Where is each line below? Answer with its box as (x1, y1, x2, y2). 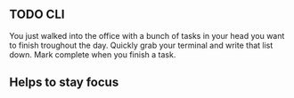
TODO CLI (9, 7, 65, 22)
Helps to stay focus (9, 75, 119, 90)
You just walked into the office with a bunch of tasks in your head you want (9, 30, 285, 41)
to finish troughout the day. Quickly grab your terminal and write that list (9, 40, 274, 50)
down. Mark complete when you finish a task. (9, 49, 176, 60)
